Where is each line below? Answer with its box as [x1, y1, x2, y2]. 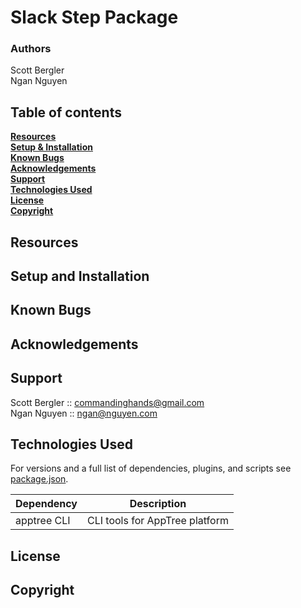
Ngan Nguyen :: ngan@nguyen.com [10, 407, 158, 419]
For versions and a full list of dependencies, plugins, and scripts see [10, 462, 292, 475]
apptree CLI [15, 514, 71, 528]
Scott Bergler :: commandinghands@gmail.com [10, 396, 205, 408]
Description [129, 497, 187, 511]
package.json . [10, 473, 69, 485]
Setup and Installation [10, 268, 150, 285]
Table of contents [10, 104, 122, 121]
